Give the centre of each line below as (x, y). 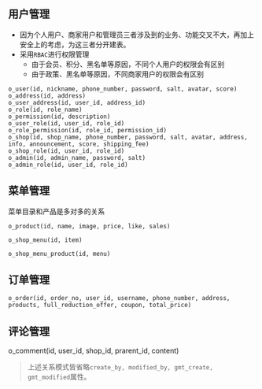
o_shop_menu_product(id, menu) (59, 254)
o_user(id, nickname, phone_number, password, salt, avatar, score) (123, 89)
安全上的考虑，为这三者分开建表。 (75, 44)
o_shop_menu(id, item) (45, 240)
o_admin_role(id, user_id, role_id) (68, 165)
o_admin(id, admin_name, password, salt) (77, 157)
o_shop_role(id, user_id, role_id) (66, 151)
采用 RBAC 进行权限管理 (54, 54)
